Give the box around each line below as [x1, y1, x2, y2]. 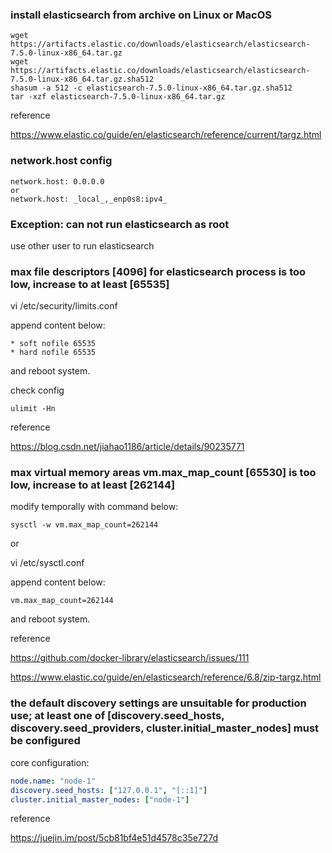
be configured [10, 734, 81, 748]
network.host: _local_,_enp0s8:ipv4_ [10, 194, 168, 204]
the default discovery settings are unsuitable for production [10, 696, 307, 710]
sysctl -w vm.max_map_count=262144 [10, 520, 159, 530]
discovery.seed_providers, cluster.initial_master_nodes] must [10, 721, 320, 735]
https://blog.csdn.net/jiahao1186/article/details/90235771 [10, 441, 245, 453]
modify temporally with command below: [10, 501, 179, 513]
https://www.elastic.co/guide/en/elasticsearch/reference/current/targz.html [10, 129, 322, 141]
